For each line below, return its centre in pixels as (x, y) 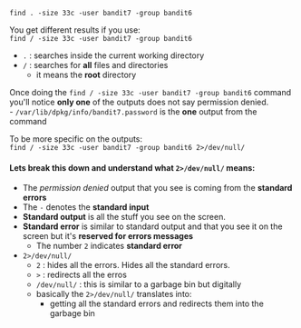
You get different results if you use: (75, 30)
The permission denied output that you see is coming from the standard (157, 188)
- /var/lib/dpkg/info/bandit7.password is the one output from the (133, 112)
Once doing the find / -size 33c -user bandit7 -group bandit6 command (150, 92)
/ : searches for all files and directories (95, 65)
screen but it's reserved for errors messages (107, 236)
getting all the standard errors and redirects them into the (157, 303)
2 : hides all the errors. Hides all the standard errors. (133, 265)
